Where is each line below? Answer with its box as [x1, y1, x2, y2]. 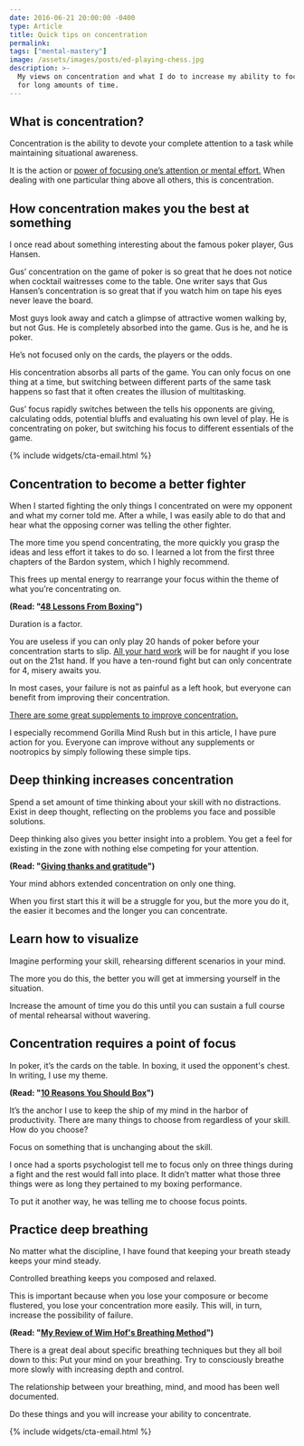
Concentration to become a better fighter [9, 476, 246, 491]
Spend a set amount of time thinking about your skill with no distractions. [9, 796, 281, 807]
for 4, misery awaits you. [9, 665, 102, 676]
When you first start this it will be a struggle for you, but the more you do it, [9, 895, 290, 906]
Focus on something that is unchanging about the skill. [9, 1141, 214, 1152]
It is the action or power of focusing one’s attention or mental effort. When [9, 165, 285, 176]
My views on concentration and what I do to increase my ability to [17, 72, 281, 81]
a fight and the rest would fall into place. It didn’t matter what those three [9, 1168, 281, 1179]
